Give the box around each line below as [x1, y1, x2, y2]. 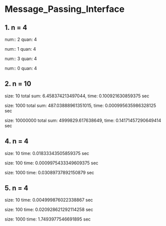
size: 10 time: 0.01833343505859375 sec [4, 150, 89, 156]
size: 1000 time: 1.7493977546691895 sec [4, 216, 91, 222]
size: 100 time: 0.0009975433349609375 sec [4, 160, 99, 166]
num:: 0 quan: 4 [4, 66, 37, 71]
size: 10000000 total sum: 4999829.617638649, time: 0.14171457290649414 [4, 117, 162, 123]
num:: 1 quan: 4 [4, 46, 36, 52]
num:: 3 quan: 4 [4, 56, 37, 62]
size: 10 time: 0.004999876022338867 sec [4, 197, 93, 203]
